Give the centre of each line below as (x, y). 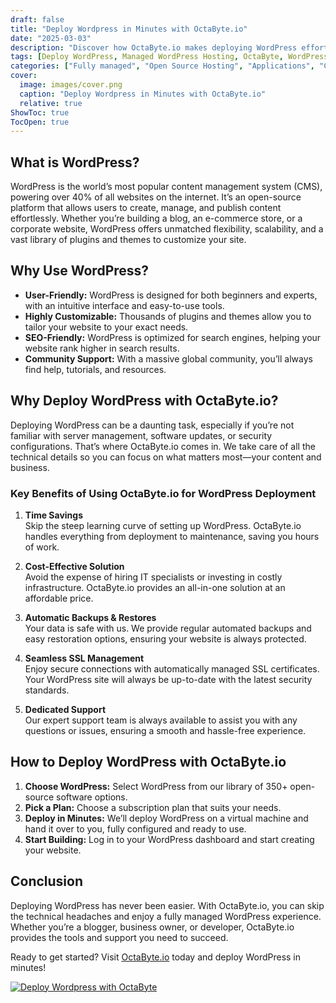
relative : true (51, 103)
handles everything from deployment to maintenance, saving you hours (172, 536)
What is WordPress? (75, 162)
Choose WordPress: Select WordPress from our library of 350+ (156, 786)
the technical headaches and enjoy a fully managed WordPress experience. (166, 916)
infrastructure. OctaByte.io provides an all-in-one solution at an (155, 587)
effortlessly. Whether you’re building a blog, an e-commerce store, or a (156, 218)
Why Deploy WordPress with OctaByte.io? (144, 401)
